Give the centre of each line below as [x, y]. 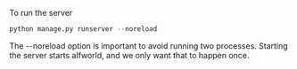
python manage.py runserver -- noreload [83, 29]
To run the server [41, 13]
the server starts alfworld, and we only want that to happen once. [129, 55]
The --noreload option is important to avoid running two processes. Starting [148, 46]
